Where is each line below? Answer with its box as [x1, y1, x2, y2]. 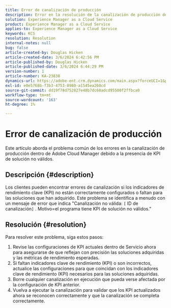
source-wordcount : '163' [5, 97, 58, 102]
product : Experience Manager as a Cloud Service [5, 21, 110, 27]
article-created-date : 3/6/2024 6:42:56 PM [5, 54, 99, 60]
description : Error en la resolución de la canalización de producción [5, 12, 160, 17]
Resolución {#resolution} [5, 221, 87, 229]
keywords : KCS [5, 31, 36, 36]
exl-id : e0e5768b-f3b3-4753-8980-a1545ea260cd [5, 83, 106, 88]
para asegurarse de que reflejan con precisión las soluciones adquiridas [12, 249, 164, 255]
